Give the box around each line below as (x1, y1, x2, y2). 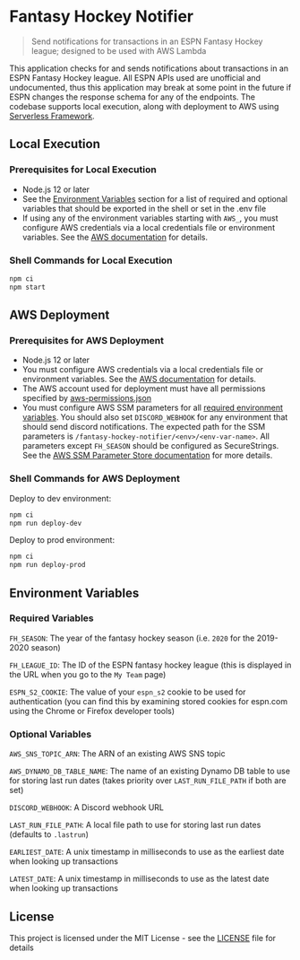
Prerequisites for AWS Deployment (9, 334, 164, 346)
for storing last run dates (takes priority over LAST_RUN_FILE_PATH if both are (9, 775, 287, 786)
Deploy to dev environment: (9, 493, 112, 503)
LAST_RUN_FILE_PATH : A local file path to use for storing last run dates (9, 819, 261, 831)
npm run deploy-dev (9, 519, 82, 528)
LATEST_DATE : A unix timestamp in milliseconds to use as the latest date (9, 873, 270, 885)
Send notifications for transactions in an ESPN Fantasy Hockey (30, 36, 263, 47)
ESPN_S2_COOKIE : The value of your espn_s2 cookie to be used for (9, 686, 246, 697)
